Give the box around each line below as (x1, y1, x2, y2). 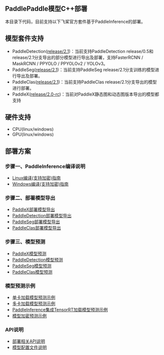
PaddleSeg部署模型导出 (12, 219, 60, 225)
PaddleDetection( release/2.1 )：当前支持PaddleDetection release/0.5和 (12, 48, 154, 54)
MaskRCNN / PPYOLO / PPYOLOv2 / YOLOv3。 (12, 60, 108, 66)
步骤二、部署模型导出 (5, 195, 55, 202)
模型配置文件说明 (12, 345, 47, 351)
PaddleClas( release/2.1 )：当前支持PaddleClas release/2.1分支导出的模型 (12, 79, 157, 85)
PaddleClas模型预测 (12, 269, 53, 275)
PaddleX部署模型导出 (12, 206, 55, 212)
